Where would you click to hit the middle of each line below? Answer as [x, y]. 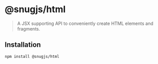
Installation [23, 45]
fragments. [29, 28]
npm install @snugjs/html [32, 56]
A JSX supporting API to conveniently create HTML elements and [85, 23]
